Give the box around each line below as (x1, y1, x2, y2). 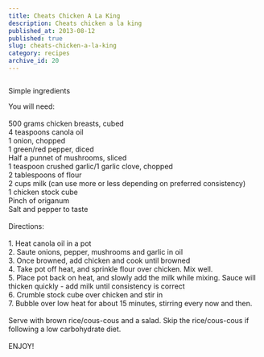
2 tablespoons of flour (8, 170, 82, 180)
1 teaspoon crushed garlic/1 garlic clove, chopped (8, 161, 173, 171)
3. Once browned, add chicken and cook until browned (8, 255, 191, 265)
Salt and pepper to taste (8, 204, 89, 214)
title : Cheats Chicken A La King (8, 11, 121, 20)
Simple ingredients (8, 85, 71, 95)
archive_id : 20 (8, 57, 60, 65)
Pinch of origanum (8, 195, 70, 205)
